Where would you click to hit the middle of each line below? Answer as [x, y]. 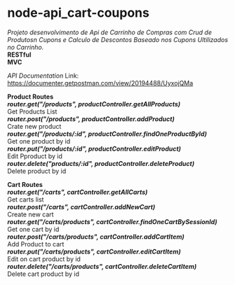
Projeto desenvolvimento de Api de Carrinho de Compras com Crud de [110, 32]
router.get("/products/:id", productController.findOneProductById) [107, 134]
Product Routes [31, 97]
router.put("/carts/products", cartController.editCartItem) [94, 251]
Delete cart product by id [43, 274]
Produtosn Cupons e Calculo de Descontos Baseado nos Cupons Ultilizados [118, 39]
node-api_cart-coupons [78, 13]
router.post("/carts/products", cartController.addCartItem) [96, 237]
